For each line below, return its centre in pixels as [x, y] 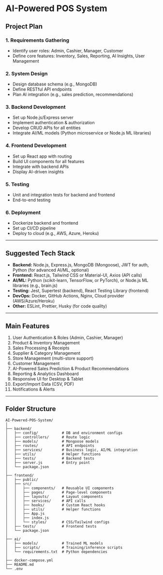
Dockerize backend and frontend [45, 223]
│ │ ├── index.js [27, 518]
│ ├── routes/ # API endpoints [50, 445]
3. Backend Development [36, 107]
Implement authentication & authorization [53, 123]
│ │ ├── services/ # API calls [46, 501]
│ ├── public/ [22, 479]
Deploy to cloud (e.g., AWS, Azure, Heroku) [56, 233]
